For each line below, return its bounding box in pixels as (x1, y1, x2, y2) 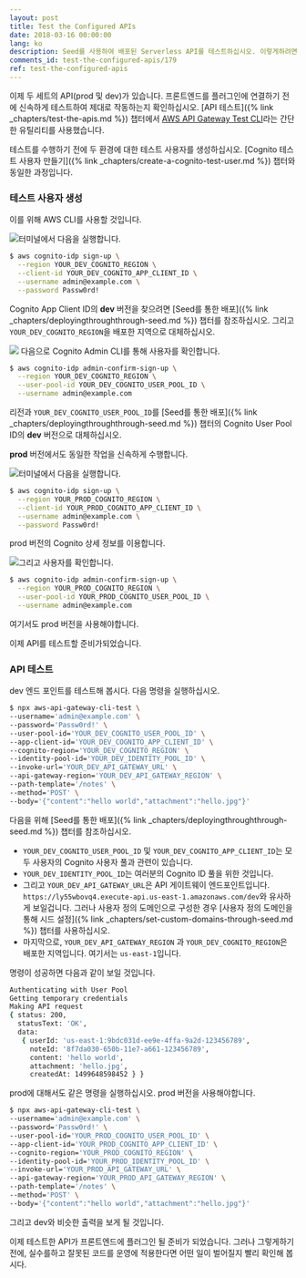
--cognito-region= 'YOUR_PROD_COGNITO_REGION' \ (9, 1148, 194, 1158)
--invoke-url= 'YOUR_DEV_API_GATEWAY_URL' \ (9, 763, 178, 772)
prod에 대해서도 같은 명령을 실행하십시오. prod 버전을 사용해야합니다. (9, 1087, 256, 1098)
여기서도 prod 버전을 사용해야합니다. (9, 618, 139, 629)
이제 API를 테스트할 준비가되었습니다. (9, 637, 142, 648)
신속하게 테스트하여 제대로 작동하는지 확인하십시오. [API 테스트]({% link (18, 101, 274, 112)
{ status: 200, (9, 1011, 67, 1020)
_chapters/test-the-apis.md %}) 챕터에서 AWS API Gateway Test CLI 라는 (9, 113, 278, 124)
